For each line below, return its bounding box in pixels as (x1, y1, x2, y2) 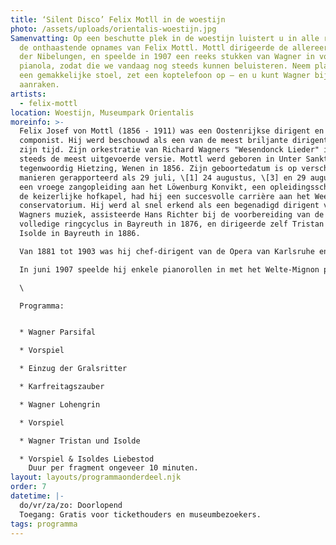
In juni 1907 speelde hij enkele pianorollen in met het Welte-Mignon (19, 264, 320, 275)
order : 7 (10, 482, 47, 492)
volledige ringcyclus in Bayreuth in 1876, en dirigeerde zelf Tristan (19, 219, 325, 230)
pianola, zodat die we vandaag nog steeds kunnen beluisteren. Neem (19, 61, 311, 71)
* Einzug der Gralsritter (19, 364, 128, 374)
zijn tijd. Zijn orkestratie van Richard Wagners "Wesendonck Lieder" (19, 145, 320, 155)
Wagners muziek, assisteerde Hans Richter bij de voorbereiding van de (19, 210, 325, 220)
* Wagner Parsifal (19, 327, 97, 338)
